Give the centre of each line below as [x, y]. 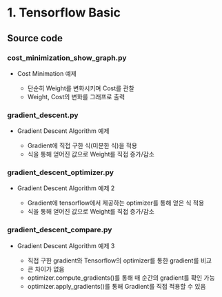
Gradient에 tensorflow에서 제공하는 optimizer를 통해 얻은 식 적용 [116, 203]
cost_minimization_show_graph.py [67, 58]
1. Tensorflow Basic [64, 13]
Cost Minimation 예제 [47, 73]
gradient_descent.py [43, 115]
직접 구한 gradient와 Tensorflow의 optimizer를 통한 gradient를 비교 [120, 260]
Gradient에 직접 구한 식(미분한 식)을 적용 [82, 145]
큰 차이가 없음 [46, 269]
